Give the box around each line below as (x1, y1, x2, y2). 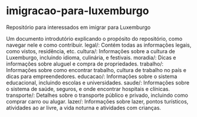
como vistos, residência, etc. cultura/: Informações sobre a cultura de (6, 47, 176, 54)
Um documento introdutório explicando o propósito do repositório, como (6, 35, 183, 42)
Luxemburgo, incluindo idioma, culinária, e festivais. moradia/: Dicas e (6, 54, 176, 61)
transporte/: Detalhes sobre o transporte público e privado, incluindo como (6, 92, 189, 99)
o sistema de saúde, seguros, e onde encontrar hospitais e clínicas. (6, 85, 170, 92)
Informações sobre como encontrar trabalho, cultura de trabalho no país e (6, 66, 187, 73)
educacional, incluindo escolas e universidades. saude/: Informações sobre (6, 79, 190, 86)
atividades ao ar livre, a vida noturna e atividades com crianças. (6, 104, 161, 111)
